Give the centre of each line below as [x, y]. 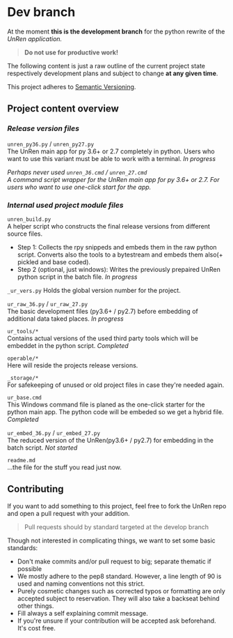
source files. [25, 234]
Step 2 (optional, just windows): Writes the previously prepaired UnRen [119, 269]
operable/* [23, 358]
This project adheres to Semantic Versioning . [72, 86]
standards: [23, 547]
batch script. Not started [42, 448]
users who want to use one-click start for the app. [79, 187]
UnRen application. [35, 38]
